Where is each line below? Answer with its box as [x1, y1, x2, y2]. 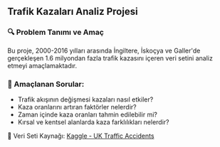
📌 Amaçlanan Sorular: [7, 79, 85, 89]
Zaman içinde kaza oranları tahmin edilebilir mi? [17, 110, 158, 119]
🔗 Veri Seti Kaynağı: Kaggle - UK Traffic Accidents [7, 131, 154, 140]
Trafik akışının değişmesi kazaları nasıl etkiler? [17, 95, 154, 104]
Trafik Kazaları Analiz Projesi [7, 6, 138, 18]
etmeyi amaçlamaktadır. [7, 61, 78, 70]
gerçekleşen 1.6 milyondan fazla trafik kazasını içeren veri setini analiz [7, 53, 214, 62]
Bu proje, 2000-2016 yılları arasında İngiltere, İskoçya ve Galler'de [7, 46, 201, 55]
